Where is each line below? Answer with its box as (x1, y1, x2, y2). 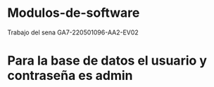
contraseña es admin (7, 68, 133, 83)
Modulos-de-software (7, 5, 140, 21)
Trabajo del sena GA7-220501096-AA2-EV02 (7, 28, 139, 36)
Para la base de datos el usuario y (7, 53, 208, 69)
